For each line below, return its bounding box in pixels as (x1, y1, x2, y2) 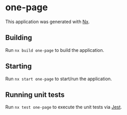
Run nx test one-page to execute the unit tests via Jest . (5, 104, 122, 110)
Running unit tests (5, 90, 65, 99)
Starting (5, 62, 32, 71)
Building (5, 33, 32, 42)
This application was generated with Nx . (5, 18, 90, 25)
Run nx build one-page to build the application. (5, 47, 105, 53)
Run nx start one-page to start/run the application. (5, 75, 112, 82)
